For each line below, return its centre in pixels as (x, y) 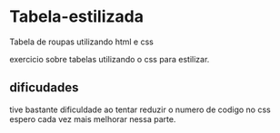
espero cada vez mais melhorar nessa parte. (93, 119)
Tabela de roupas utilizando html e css (82, 42)
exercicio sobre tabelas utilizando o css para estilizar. (110, 59)
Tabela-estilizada (76, 17)
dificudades (44, 88)
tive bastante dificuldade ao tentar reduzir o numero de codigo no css (140, 109)
